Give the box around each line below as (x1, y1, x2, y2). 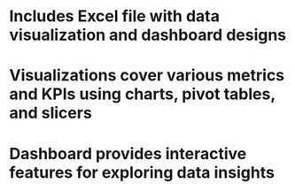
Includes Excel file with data (9, 6, 220, 27)
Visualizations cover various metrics (9, 65, 285, 86)
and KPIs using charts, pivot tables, (9, 84, 276, 104)
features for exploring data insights (9, 162, 275, 182)
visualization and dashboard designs (9, 25, 287, 45)
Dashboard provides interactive (9, 143, 247, 164)
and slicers (9, 103, 93, 123)
